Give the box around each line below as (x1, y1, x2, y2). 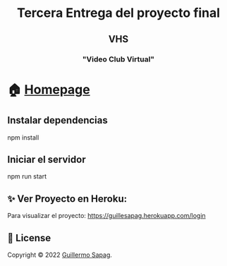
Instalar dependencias (7, 114, 108, 126)
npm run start (7, 172, 47, 181)
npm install (7, 133, 39, 142)
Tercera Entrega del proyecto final (16, 5, 221, 21)
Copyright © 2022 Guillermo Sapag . (7, 250, 113, 259)
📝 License (7, 231, 51, 244)
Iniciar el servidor (7, 153, 86, 165)
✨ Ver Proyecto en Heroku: (7, 193, 128, 205)
